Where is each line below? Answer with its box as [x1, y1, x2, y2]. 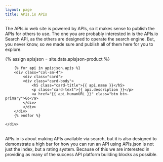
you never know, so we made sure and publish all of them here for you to [5, 41, 154, 47]
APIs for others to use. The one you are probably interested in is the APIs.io [5, 31, 159, 37]
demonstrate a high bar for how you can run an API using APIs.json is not [5, 141, 154, 147]
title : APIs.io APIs [5, 12, 48, 17]
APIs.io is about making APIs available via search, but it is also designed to [5, 135, 157, 141]
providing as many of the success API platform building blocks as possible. [5, 151, 158, 157]
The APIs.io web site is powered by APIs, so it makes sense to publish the [5, 25, 155, 31]
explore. [5, 46, 22, 52]
